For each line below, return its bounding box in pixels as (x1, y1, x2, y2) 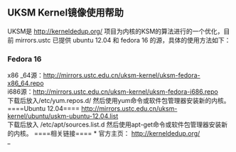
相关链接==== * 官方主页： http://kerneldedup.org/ (50, 129, 200, 138)
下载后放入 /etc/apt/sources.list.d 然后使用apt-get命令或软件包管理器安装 (7, 120, 222, 129)
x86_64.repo (7, 79, 44, 87)
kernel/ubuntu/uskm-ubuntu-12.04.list (7, 112, 119, 121)
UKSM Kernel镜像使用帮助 (7, 6, 124, 19)
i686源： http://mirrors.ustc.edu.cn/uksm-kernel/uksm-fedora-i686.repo (7, 87, 218, 96)
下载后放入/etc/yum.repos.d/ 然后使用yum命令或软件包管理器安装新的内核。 (7, 97, 230, 105)
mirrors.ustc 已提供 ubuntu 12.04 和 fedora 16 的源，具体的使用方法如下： (15, 36, 231, 44)
